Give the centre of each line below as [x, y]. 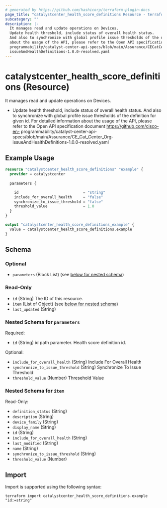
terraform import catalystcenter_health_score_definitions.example [77, 496]
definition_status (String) [40, 411]
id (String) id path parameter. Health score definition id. [69, 342]
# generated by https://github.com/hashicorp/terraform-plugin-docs [78, 10]
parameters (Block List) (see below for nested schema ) [68, 275]
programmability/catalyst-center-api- [59, 132]
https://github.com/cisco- [132, 126]
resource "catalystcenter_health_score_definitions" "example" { [74, 170]
